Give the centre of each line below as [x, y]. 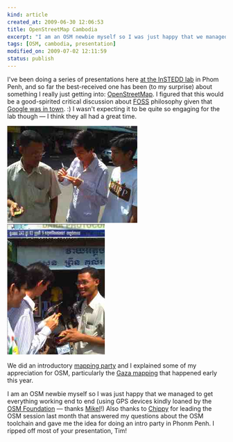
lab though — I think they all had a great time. [72, 116]
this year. [20, 380]
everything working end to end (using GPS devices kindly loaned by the [110, 401]
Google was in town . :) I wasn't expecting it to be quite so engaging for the [114, 108]
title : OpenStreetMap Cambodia [52, 29]
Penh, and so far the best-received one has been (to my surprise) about [110, 86]
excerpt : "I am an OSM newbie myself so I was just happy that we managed [118, 37]
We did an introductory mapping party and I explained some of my [102, 366]
